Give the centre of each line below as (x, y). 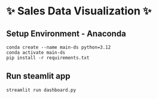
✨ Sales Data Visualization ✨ (79, 11)
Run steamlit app (38, 76)
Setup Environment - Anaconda (66, 33)
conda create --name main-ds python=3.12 (59, 47)
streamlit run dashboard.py (41, 90)
